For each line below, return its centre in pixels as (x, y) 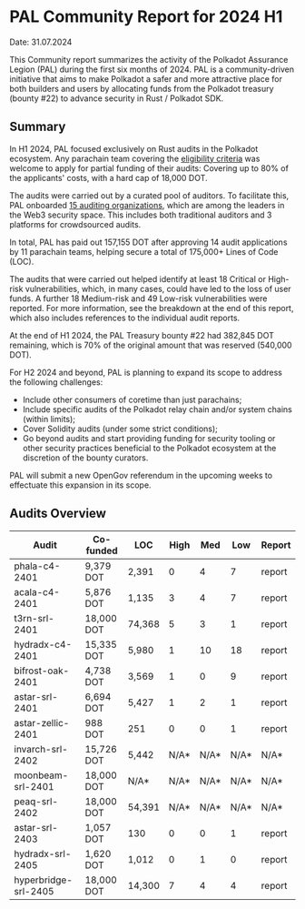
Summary (38, 127)
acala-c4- (37, 591)
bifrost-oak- (42, 671)
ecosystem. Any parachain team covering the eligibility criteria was (135, 158)
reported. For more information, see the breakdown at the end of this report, (152, 308)
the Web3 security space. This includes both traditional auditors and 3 (141, 215)
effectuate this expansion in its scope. (80, 485)
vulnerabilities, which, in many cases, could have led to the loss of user (158, 288)
